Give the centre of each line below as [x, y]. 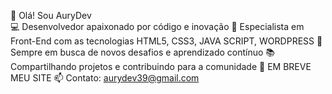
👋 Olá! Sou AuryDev [51, 15]
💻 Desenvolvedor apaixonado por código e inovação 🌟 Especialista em [157, 26]
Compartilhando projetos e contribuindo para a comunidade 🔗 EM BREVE [161, 66]
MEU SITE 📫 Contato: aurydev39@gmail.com [105, 78]
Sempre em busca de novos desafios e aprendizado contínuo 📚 [143, 52]
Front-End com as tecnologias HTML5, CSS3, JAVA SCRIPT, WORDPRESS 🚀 [166, 41]
